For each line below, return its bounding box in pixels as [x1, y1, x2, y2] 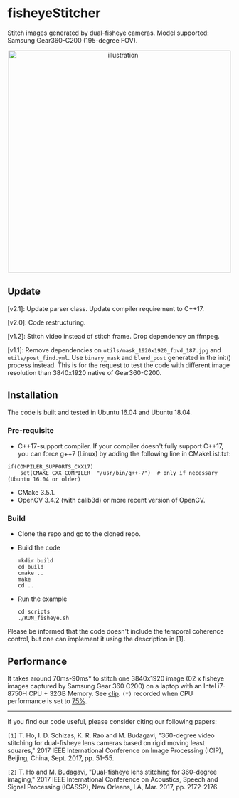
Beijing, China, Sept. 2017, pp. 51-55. [7, 753, 115, 762]
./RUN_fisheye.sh [17, 614, 70, 622]
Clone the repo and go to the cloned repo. [17, 530, 141, 538]
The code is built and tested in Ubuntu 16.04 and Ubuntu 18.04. [7, 408, 192, 416]
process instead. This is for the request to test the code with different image [7, 361, 230, 369]
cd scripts [17, 609, 51, 616]
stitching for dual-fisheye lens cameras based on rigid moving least [7, 738, 205, 747]
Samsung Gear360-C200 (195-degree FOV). [7, 36, 138, 44]
